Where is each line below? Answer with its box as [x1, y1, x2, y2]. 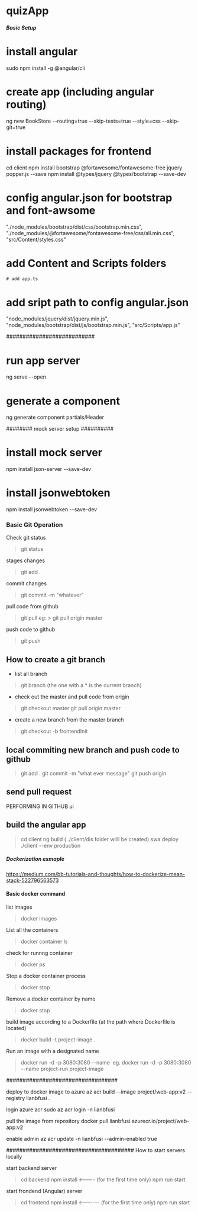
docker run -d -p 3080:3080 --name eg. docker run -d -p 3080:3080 [20, 1059, 191, 1066]
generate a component [6, 394, 120, 408]
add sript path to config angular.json [6, 296, 189, 309]
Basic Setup [6, 24, 37, 31]
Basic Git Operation [6, 521, 63, 529]
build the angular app [6, 820, 86, 830]
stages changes [6, 557, 46, 564]
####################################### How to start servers [6, 1146, 185, 1153]
